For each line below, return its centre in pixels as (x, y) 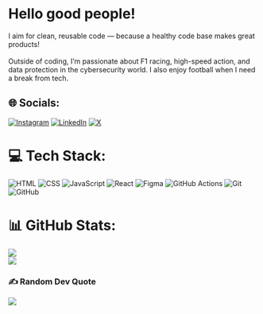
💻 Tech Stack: (57, 155)
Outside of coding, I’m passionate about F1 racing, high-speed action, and (129, 61)
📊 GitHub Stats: (62, 225)
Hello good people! (72, 14)
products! (24, 44)
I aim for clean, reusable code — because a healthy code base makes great (132, 36)
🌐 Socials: (34, 103)
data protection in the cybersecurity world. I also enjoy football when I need (132, 69)
